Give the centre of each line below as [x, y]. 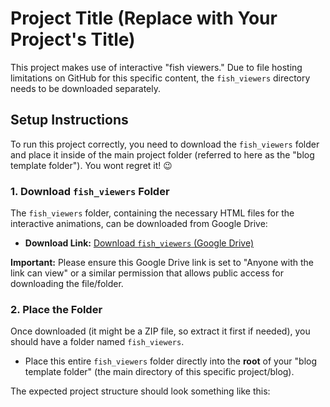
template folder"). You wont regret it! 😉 [91, 165]
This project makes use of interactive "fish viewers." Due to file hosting [156, 67]
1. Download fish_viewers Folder [90, 191]
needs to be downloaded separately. [86, 88]
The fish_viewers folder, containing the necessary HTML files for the [152, 213]
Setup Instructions [69, 120]
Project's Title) [73, 39]
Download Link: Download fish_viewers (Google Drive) [139, 243]
